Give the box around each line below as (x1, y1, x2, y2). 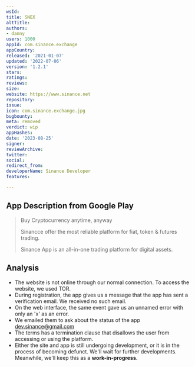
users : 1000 (6, 36, 35, 42)
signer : (6, 140, 25, 147)
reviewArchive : (6, 146, 44, 152)
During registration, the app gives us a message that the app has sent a (14, 291, 189, 298)
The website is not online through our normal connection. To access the (14, 279, 190, 286)
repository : (6, 96, 35, 102)
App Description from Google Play (6, 201, 134, 211)
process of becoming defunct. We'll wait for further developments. (14, 347, 177, 355)
